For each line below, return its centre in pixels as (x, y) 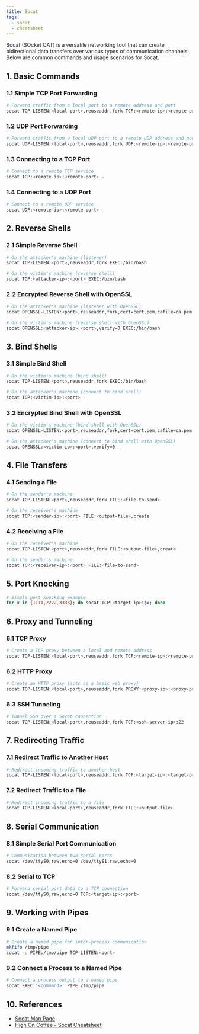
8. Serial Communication (53, 826)
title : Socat (22, 12)
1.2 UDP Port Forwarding (42, 126)
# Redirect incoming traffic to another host (63, 770)
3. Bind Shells (32, 347)
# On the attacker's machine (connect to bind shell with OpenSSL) (91, 441)
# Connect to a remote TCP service (50, 172)
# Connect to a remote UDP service (50, 204)
